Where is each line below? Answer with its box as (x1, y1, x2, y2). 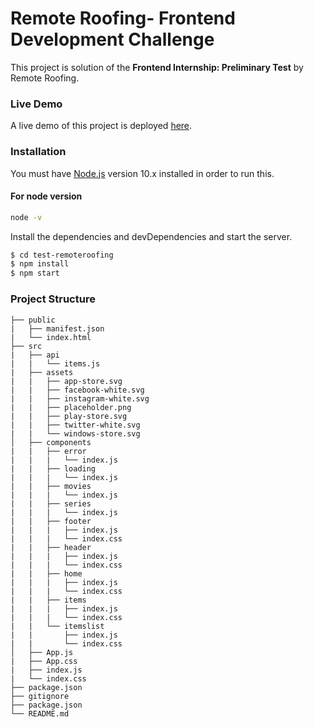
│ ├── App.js (10, 647, 74, 657)
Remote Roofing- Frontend (10, 7, 236, 30)
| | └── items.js (10, 358, 101, 369)
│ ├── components (10, 437, 92, 447)
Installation (10, 145, 67, 159)
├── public (10, 315, 56, 325)
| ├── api (10, 350, 60, 360)
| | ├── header (10, 542, 92, 552)
